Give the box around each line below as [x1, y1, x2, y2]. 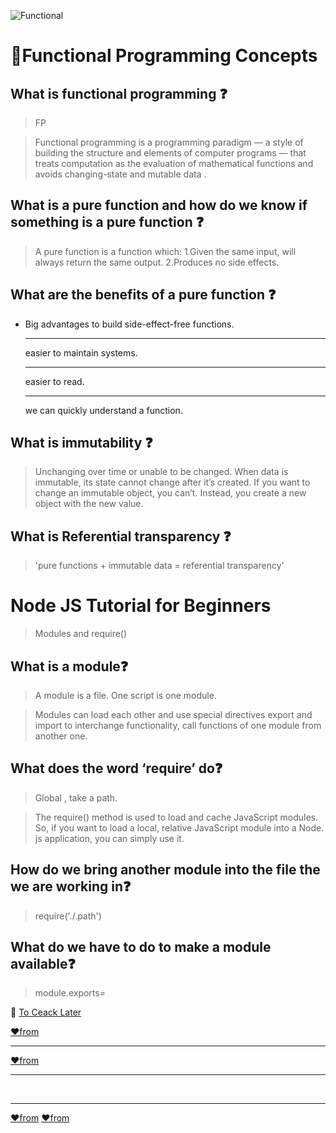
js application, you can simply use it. [34, 832, 185, 844]
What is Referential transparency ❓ [10, 528, 232, 545]
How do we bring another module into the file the [10, 861, 321, 879]
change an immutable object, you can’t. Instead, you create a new [34, 487, 307, 499]
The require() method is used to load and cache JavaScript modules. [34, 811, 318, 823]
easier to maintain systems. [24, 346, 138, 359]
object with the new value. [34, 498, 144, 510]
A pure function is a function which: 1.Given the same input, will [34, 245, 297, 257]
